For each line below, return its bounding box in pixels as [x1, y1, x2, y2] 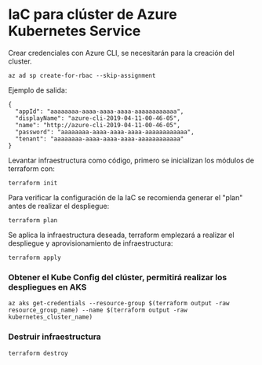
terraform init [8, 179, 58, 187]
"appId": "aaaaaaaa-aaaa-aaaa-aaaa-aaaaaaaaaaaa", [15, 108, 184, 115]
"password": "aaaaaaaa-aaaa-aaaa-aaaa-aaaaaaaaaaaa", [15, 128, 195, 136]
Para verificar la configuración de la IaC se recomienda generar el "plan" [8, 192, 243, 202]
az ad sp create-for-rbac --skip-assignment [8, 71, 156, 79]
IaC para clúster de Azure [8, 5, 178, 24]
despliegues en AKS [8, 281, 87, 292]
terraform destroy [8, 349, 68, 357]
